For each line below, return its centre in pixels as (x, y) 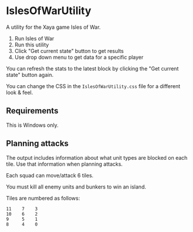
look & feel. (20, 92)
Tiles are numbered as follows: (43, 198)
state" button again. (30, 75)
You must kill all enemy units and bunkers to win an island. (76, 187)
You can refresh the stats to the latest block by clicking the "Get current (92, 68)
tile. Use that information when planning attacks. (64, 164)
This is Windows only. (32, 125)
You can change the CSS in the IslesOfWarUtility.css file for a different (93, 86)
